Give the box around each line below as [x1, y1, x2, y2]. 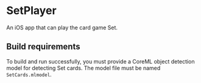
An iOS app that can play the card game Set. [6, 24, 118, 31]
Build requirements [6, 41, 80, 52]
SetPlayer [6, 4, 57, 18]
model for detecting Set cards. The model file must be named [6, 64, 161, 71]
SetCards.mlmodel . [6, 71, 52, 78]
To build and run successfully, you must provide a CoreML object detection [6, 57, 195, 65]
